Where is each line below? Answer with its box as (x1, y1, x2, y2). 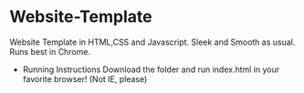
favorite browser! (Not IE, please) (22, 73, 148, 84)
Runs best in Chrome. (9, 46, 91, 57)
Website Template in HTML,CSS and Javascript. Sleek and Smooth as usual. (9, 36, 296, 47)
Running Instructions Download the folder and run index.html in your (22, 64, 280, 75)
